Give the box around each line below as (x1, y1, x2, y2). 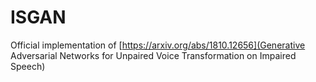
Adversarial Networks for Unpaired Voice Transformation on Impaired (10, 49, 297, 61)
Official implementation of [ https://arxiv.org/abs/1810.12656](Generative (10, 39, 306, 51)
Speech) (10, 60, 46, 72)
